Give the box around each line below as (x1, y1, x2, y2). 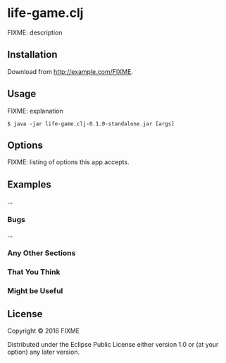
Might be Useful (7, 286, 63, 296)
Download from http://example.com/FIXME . (7, 67, 134, 75)
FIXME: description (7, 28, 63, 37)
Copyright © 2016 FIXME (7, 326, 80, 336)
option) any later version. (7, 347, 80, 357)
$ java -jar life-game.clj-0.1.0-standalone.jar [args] (7, 120, 175, 128)
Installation (7, 49, 58, 61)
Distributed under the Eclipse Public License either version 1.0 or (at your (7, 340, 219, 349)
